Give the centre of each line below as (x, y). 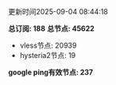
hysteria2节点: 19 (48, 55)
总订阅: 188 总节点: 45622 (52, 29)
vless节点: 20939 (48, 45)
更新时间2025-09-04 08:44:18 (58, 12)
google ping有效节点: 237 (51, 72)
